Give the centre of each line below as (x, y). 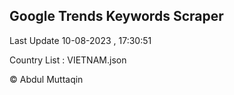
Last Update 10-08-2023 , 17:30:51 (80, 40)
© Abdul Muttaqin (46, 79)
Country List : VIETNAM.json (68, 60)
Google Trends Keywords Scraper (116, 16)
